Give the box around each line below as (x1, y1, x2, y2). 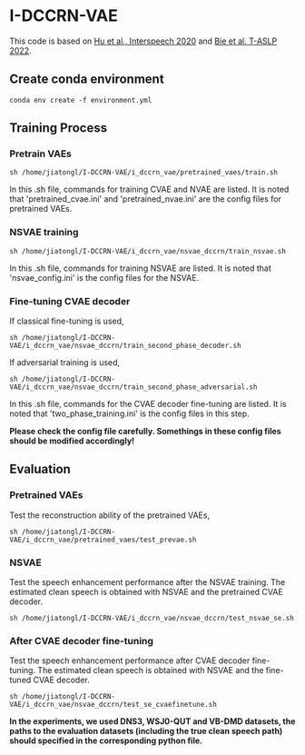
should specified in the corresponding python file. (9, 735, 202, 746)
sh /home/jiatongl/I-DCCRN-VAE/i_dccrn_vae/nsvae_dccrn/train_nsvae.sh (9, 246, 286, 255)
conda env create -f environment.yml (9, 95, 152, 104)
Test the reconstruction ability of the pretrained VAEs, (9, 510, 211, 521)
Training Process (9, 120, 107, 136)
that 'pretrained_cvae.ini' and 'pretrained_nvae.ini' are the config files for (9, 194, 281, 204)
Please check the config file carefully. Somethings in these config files (9, 426, 281, 437)
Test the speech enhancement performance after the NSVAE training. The (9, 577, 286, 588)
